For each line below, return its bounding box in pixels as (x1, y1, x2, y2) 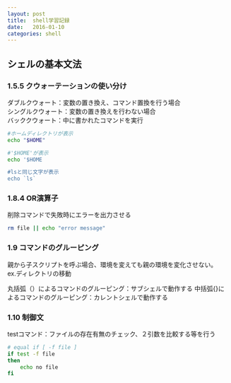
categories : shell (7, 30, 61, 37)
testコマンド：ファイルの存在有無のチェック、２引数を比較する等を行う (7, 329, 216, 338)
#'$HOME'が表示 (7, 149, 49, 156)
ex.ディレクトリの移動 (7, 269, 72, 278)
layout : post (7, 10, 46, 18)
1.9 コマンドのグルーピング (7, 243, 99, 253)
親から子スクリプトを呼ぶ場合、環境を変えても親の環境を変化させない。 (7, 260, 218, 269)
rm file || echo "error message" (7, 225, 106, 232)
